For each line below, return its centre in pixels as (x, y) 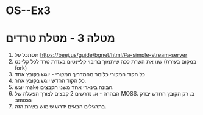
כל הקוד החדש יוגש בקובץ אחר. (50, 81)
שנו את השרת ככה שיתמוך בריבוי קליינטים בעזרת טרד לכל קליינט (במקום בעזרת (105, 62)
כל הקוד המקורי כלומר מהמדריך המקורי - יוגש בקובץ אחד (80, 74)
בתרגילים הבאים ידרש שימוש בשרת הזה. (61, 107)
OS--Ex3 (28, 11)
